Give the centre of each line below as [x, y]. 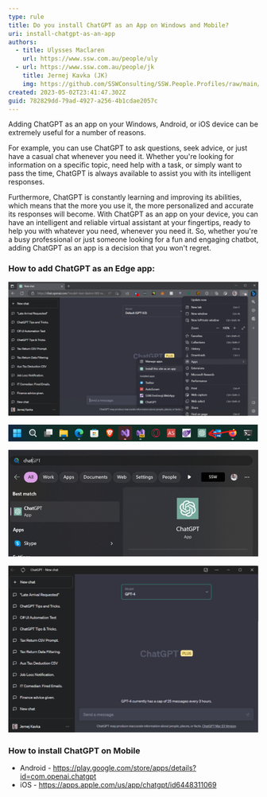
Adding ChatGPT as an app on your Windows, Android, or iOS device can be [133, 124]
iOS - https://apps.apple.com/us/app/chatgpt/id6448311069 [118, 784]
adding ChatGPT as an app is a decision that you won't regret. [110, 248]
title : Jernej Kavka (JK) [66, 76]
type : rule [26, 17]
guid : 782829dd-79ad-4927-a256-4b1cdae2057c [83, 101]
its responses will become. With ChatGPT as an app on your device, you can [133, 214]
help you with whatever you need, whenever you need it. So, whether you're [133, 231]
